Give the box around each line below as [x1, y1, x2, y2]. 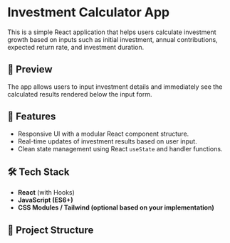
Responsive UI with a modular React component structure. [17, 129, 189, 138]
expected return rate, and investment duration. [7, 43, 145, 51]
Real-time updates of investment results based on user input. [17, 136, 197, 146]
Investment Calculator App [7, 4, 169, 21]
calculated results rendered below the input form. [7, 90, 152, 98]
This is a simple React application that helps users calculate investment [7, 28, 216, 36]
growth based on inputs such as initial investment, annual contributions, [7, 35, 219, 43]
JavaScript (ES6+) [17, 196, 73, 205]
